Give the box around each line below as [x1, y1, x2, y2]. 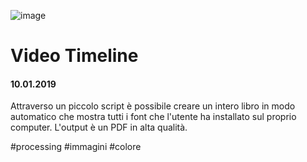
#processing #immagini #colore [10, 141, 142, 153]
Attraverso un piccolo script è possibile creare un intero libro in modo [10, 100, 296, 112]
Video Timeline [10, 45, 139, 67]
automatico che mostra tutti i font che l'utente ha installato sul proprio [10, 111, 297, 123]
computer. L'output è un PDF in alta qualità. [10, 121, 188, 134]
